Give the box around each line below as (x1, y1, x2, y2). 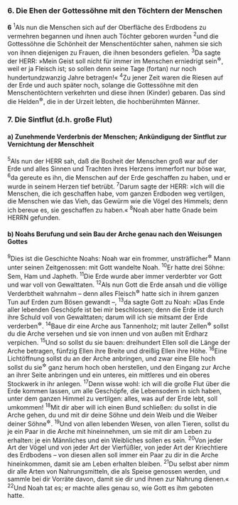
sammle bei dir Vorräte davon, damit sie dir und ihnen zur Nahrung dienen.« (7, 475, 229, 484)
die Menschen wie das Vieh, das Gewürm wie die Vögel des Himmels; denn (7, 197, 229, 206)
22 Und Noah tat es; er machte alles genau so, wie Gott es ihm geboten (7, 482, 214, 492)
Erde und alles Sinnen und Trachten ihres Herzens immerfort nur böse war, (7, 164, 227, 173)
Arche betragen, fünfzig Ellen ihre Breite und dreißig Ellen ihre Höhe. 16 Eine (7, 346, 227, 356)
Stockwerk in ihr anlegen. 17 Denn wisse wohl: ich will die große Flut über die (7, 378, 230, 388)
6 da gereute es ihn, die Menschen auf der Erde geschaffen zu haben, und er (7, 172, 231, 181)
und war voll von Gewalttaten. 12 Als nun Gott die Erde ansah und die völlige (7, 280, 227, 289)
